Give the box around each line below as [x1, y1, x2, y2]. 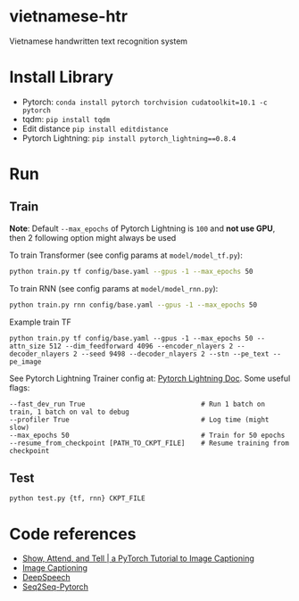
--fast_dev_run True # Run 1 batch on [9, 399, 266, 408]
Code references [9, 523, 137, 544]
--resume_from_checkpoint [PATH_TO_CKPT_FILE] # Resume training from [9, 439, 290, 448]
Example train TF [9, 317, 71, 327]
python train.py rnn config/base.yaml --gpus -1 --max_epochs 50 [9, 300, 257, 309]
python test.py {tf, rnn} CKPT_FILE [9, 494, 145, 503]
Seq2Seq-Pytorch [21, 581, 89, 592]
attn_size [9, 342, 46, 350]
